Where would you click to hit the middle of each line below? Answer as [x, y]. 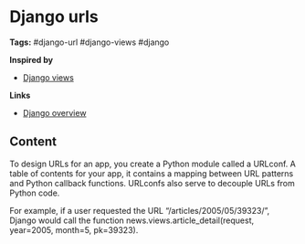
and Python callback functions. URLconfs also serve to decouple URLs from [152, 183]
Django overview [54, 112]
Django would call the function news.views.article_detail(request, [132, 220]
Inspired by [31, 59]
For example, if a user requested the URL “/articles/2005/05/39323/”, [140, 210]
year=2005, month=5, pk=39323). [74, 229]
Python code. [35, 193]
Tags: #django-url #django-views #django [89, 42]
